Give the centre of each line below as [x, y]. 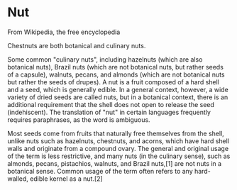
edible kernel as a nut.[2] [66, 179]
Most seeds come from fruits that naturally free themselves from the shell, [116, 133]
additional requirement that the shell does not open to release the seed [111, 104]
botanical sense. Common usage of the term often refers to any [100, 171]
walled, [18, 179]
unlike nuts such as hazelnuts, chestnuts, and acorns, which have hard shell [118, 141]
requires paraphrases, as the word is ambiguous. [79, 119]
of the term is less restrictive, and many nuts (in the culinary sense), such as [119, 156]
